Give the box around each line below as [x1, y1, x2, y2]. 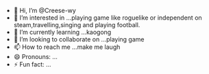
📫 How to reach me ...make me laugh [13, 43, 121, 51]
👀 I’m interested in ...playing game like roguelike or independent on [13, 14, 202, 22]
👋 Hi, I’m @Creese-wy [13, 7, 77, 14]
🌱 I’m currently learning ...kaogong [13, 28, 112, 36]
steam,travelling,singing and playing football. [13, 21, 140, 29]
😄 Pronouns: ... [13, 53, 58, 60]
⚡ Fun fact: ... [13, 60, 51, 68]
